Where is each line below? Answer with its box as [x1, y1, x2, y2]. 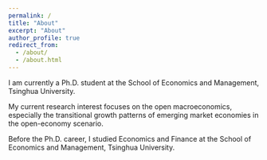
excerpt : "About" [8, 26, 66, 34]
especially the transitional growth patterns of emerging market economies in [8, 110, 259, 119]
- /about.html [15, 57, 62, 64]
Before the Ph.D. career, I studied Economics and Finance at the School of [8, 134, 252, 143]
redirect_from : [8, 41, 59, 49]
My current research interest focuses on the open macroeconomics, [8, 101, 233, 111]
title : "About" [8, 19, 59, 27]
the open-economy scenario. [8, 119, 104, 128]
